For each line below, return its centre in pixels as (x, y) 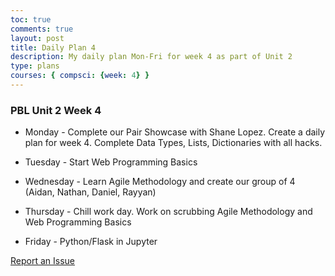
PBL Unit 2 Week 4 (56, 110)
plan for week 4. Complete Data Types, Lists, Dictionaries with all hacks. (173, 143)
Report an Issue (42, 261)
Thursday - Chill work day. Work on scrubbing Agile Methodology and (168, 212)
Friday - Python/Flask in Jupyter (91, 242)
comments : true (42, 29)
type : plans (35, 66)
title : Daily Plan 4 (53, 47)
